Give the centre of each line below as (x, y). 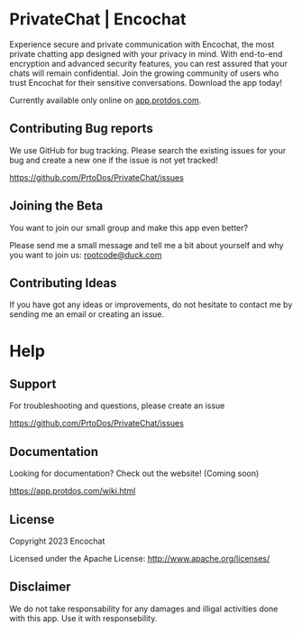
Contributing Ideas (63, 283)
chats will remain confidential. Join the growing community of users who (144, 73)
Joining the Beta (56, 206)
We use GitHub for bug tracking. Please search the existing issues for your (148, 150)
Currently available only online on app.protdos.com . (105, 100)
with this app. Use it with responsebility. (83, 618)
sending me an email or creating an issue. (87, 314)
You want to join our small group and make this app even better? (129, 228)
